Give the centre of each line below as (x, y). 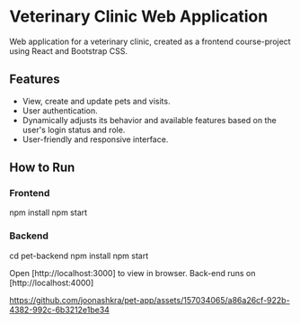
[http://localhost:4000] (52, 283)
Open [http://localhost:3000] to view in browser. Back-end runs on (132, 273)
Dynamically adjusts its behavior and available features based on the (149, 120)
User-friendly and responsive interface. (95, 139)
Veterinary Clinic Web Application (139, 17)
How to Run (42, 168)
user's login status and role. (74, 130)
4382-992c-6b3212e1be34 (60, 310)
